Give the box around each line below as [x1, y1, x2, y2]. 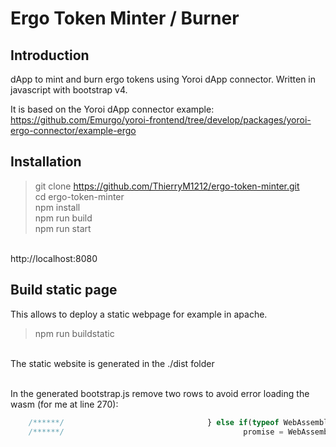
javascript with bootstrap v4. [10, 84, 128, 96]
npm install [34, 201, 81, 213]
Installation [10, 153, 82, 171]
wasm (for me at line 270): [10, 398, 119, 410]
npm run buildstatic [34, 327, 115, 339]
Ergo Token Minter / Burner [10, 7, 240, 30]
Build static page [10, 282, 118, 299]
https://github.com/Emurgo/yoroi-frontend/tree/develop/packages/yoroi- [10, 114, 312, 126]
